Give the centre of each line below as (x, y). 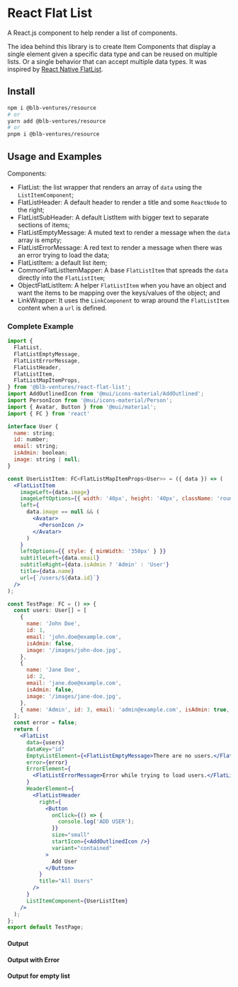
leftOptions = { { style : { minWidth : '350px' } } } (93, 552)
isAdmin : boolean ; (41, 453)
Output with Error (34, 959)
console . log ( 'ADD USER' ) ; (96, 822)
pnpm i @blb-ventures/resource (53, 134)
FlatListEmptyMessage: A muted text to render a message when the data (124, 232)
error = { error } (47, 762)
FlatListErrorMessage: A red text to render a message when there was (120, 247)
